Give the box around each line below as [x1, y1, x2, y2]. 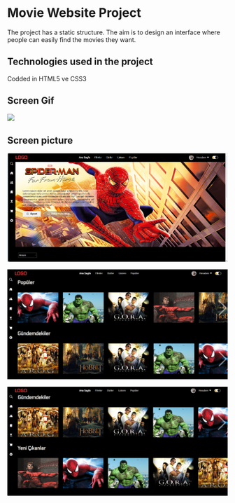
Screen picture [7, 135, 73, 146]
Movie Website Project [7, 5, 142, 21]
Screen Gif [7, 95, 55, 106]
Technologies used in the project [7, 56, 154, 68]
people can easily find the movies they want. [7, 35, 136, 43]
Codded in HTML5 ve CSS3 [7, 74, 87, 83]
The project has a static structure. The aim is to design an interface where [7, 28, 220, 36]
